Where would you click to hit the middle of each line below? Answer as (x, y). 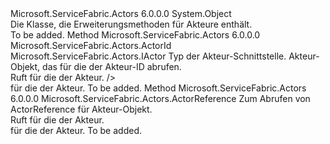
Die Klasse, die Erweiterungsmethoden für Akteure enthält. (131, 24)
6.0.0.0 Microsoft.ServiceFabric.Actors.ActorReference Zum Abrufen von (160, 98)
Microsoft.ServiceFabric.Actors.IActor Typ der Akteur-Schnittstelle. (148, 56)
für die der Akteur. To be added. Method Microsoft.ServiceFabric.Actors (158, 88)
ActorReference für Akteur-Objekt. (81, 109)
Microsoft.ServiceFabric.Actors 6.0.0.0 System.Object (121, 13)
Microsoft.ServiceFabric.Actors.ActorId (91, 45)
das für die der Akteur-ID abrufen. (112, 66)
